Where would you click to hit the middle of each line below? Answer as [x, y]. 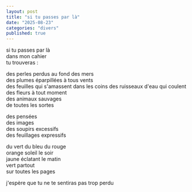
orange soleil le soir [30, 153]
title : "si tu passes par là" [43, 17]
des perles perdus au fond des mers [50, 74]
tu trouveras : [22, 63]
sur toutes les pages [31, 171]
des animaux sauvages [34, 99]
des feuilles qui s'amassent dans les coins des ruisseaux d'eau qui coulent [96, 86]
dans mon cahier [26, 56]
